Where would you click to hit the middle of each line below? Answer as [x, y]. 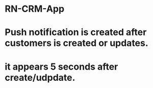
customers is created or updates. [76, 43]
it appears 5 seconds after [61, 67]
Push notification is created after [76, 32]
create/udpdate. [40, 78]
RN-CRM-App [35, 9]
